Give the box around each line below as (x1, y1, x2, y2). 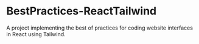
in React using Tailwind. (6, 30, 66, 37)
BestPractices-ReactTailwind (6, 4, 157, 18)
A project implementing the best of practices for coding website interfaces (6, 24, 194, 31)
